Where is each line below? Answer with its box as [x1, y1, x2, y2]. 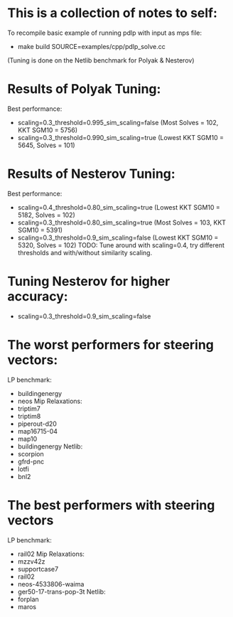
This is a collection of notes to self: [7, 5, 218, 21]
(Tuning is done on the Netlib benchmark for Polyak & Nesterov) [7, 55, 195, 65]
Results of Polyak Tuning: [7, 81, 161, 97]
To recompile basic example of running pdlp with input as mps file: [7, 28, 202, 37]
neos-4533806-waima [17, 579, 85, 588]
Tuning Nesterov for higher [7, 274, 170, 289]
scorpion [17, 449, 44, 458]
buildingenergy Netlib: [17, 442, 83, 451]
